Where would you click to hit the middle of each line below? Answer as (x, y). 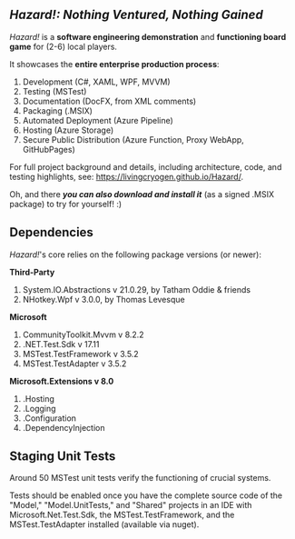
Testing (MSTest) (54, 91)
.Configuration (49, 418)
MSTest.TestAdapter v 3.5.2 (74, 364)
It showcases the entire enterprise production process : (114, 64)
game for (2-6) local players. (64, 46)
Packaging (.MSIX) (58, 110)
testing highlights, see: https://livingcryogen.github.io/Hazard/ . (126, 176)
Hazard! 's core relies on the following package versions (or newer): (135, 255)
